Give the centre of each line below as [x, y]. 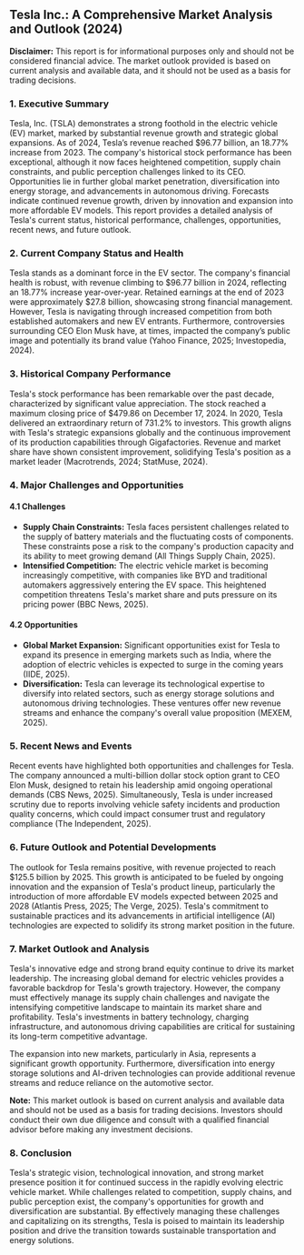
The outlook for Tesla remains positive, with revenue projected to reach [143, 867]
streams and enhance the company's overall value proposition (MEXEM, [157, 713]
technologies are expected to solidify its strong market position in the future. [152, 925]
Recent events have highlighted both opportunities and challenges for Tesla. [152, 766]
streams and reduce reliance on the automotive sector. [112, 1082]
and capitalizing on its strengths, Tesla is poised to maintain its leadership [147, 1221]
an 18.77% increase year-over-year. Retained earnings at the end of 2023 [147, 292]
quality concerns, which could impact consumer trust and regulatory [137, 814]
